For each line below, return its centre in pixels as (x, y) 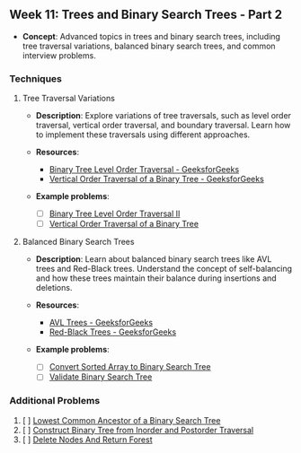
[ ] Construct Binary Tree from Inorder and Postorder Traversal (138, 430)
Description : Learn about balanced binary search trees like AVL (154, 259)
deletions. (54, 288)
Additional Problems (55, 401)
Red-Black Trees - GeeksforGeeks (113, 332)
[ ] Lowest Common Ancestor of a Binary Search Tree (121, 420)
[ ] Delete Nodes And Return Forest (87, 440)
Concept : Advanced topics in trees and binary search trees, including (151, 36)
